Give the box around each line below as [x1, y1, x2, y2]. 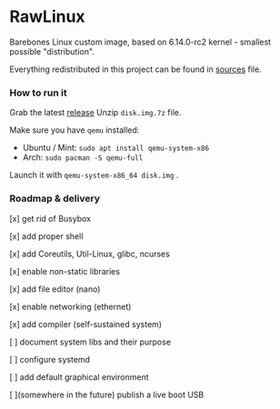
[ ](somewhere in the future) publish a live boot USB [9, 389, 205, 400]
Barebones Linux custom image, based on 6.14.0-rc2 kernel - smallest [9, 36, 271, 47]
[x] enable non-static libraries [9, 265, 121, 276]
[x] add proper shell [9, 230, 84, 242]
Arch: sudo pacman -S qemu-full [22, 152, 144, 163]
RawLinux [9, 6, 85, 27]
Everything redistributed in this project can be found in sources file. [9, 64, 262, 75]
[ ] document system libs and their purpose [9, 336, 171, 347]
